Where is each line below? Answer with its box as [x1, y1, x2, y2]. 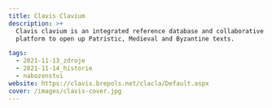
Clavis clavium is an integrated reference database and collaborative [15, 27, 265, 35]
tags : [8, 50, 27, 58]
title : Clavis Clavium [8, 11, 86, 20]
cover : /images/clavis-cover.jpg [8, 87, 122, 95]
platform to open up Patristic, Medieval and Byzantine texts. [15, 34, 235, 43]
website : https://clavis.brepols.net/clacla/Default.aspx [8, 79, 209, 88]
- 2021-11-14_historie [15, 64, 93, 73]
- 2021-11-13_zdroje [15, 57, 86, 65]
